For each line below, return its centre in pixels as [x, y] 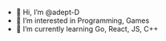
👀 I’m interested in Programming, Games [83, 20]
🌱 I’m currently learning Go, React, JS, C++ [87, 29]
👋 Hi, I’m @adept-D [48, 12]
